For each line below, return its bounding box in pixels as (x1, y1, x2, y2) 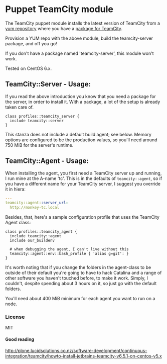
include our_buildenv (10, 238, 55, 243)
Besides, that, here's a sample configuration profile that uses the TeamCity (5, 214, 159, 220)
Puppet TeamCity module (5, 4, 114, 15)
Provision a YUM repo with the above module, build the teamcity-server (5, 35, 153, 41)
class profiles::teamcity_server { (5, 114, 80, 119)
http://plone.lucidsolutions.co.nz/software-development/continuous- (5, 347, 147, 353)
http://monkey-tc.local (10, 205, 59, 210)
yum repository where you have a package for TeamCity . (5, 25, 123, 31)
